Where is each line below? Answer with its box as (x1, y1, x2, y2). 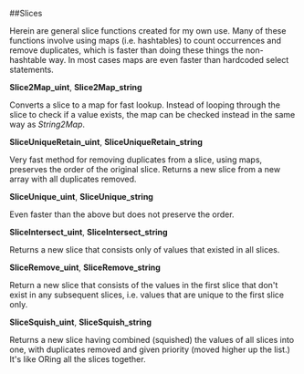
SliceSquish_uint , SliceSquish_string (9, 317, 152, 327)
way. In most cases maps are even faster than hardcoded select (48, 55, 289, 65)
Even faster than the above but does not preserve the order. (9, 209, 235, 220)
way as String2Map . (9, 119, 85, 130)
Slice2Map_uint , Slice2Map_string (9, 82, 143, 92)
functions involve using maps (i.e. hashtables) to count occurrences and (9, 36, 281, 46)
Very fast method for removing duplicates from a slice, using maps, (9, 154, 263, 165)
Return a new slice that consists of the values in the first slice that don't (9, 280, 278, 290)
